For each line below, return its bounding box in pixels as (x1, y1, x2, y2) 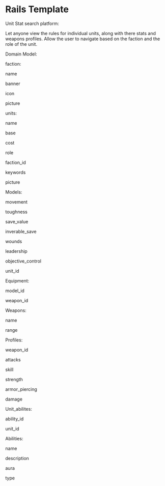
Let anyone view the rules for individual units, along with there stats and (5, 30, 156, 36)
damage (5, 396, 23, 402)
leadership (5, 248, 28, 254)
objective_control (5, 258, 42, 264)
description (5, 455, 30, 461)
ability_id (5, 416, 24, 422)
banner (5, 80, 20, 87)
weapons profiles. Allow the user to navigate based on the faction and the (5, 36, 160, 42)
